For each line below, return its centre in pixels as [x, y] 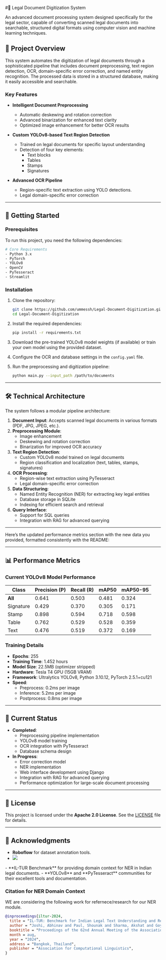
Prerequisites [21, 229]
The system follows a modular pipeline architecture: [58, 410]
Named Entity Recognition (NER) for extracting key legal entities [84, 494]
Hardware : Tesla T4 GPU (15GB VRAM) [52, 672]
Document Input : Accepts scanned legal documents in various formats [84, 420]
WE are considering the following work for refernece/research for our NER [81, 902]
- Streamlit [17, 277]
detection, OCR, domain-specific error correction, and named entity [74, 71]
